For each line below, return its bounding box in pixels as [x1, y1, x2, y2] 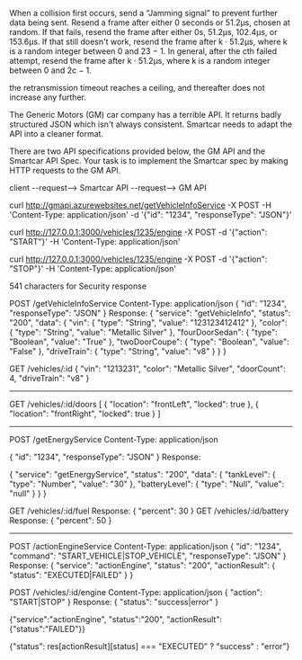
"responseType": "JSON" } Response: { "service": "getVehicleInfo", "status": [9, 308, 291, 318]
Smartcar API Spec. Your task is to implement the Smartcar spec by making [9, 156, 289, 165]
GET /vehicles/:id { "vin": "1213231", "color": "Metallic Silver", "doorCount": [9, 363, 286, 374]
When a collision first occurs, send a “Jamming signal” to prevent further [9, 8, 279, 18]
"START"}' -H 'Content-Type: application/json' [9, 236, 181, 246]
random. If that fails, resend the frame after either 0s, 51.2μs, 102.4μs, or [9, 27, 278, 37]
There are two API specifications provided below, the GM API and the [9, 146, 266, 156]
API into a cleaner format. [9, 129, 104, 138]
